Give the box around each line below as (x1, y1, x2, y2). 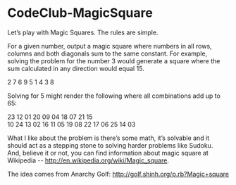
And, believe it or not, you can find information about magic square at (7, 148, 209, 157)
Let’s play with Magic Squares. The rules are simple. (7, 28, 159, 37)
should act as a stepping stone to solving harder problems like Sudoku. (7, 141, 213, 149)
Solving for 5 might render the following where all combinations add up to (7, 91, 221, 100)
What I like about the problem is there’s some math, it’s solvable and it (7, 134, 210, 142)
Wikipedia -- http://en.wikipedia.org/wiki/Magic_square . (7, 156, 169, 165)
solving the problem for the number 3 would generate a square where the (7, 56, 221, 65)
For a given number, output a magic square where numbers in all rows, (7, 42, 213, 50)
